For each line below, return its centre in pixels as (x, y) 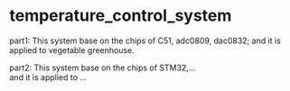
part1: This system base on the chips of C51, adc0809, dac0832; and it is (145, 41)
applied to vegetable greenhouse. (72, 50)
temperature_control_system (121, 16)
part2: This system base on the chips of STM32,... (103, 68)
